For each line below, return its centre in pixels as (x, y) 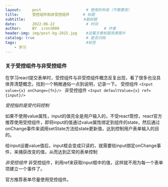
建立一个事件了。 (27, 168)
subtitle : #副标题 (51, 19)
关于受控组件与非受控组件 (36, 66)
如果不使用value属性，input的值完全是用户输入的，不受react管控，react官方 (84, 116)
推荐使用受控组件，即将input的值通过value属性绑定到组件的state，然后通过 (83, 122)
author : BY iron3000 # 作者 (61, 29)
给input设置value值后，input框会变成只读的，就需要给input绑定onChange (81, 145)
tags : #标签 (51, 43)
